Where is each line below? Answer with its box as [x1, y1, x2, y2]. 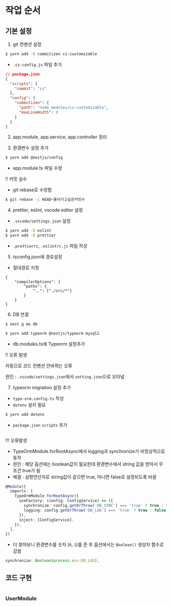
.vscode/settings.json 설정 [12, 218, 71, 224]
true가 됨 [22, 467, 41, 473]
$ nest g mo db [5, 321, 38, 327]
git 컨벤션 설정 [12, 42, 42, 47]
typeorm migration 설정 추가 [12, 384, 71, 390]
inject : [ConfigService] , [18, 517, 74, 522]
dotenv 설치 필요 [12, 401, 46, 408]
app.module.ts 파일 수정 [12, 165, 62, 171]
